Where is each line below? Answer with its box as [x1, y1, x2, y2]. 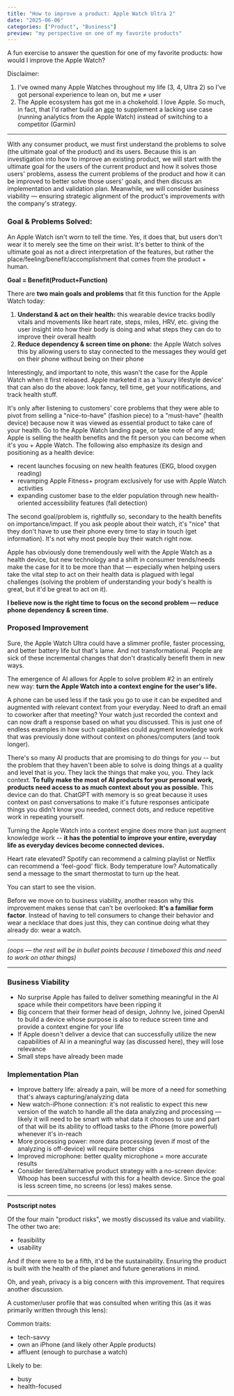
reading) [17, 469, 42, 477]
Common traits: [7, 1319, 52, 1328]
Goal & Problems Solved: [7, 217, 93, 226]
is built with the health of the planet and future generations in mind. [7, 1264, 201, 1273]
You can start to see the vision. [7, 883, 96, 891]
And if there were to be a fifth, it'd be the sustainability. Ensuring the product [7, 1257, 227, 1265]
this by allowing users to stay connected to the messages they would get [17, 347, 227, 355]
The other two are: [7, 1223, 61, 1231]
